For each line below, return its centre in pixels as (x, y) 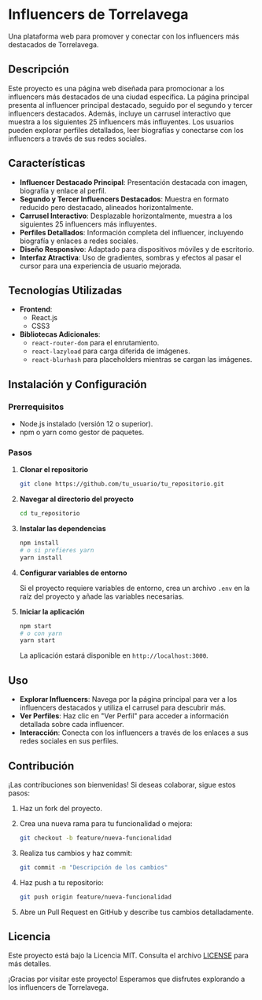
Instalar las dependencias (63, 529)
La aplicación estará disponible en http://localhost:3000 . (114, 655)
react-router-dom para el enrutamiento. (95, 343)
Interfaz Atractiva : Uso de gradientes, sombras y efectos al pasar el (130, 257)
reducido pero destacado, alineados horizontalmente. (107, 207)
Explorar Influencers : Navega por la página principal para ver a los (128, 699)
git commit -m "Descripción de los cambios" (94, 867)
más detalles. (30, 964)
